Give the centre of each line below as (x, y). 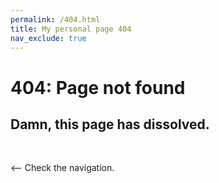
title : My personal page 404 (71, 29)
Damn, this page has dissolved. (110, 124)
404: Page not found (98, 87)
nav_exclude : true (48, 38)
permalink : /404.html (55, 19)
